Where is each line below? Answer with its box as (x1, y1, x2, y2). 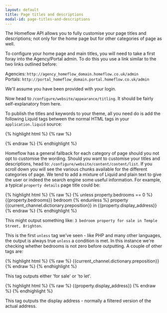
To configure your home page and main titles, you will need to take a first (5, 50, 156, 56)
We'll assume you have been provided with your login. (5, 86, 116, 92)
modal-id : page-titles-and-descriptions (5, 16, 91, 21)
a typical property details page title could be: (5, 182, 101, 188)
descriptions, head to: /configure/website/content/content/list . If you (5, 161, 153, 167)
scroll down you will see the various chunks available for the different (5, 166, 148, 172)
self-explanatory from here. (5, 101, 62, 107)
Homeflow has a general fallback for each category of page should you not (5, 150, 160, 156)
